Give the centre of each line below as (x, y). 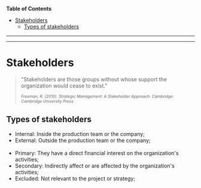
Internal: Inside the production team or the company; (80, 134)
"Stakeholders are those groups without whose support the (94, 79)
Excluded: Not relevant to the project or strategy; (75, 178)
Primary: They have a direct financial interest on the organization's (97, 153)
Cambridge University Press (47, 101)
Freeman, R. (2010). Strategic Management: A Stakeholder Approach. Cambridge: (98, 96)
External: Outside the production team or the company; (83, 140)
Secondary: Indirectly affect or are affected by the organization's (95, 166)
